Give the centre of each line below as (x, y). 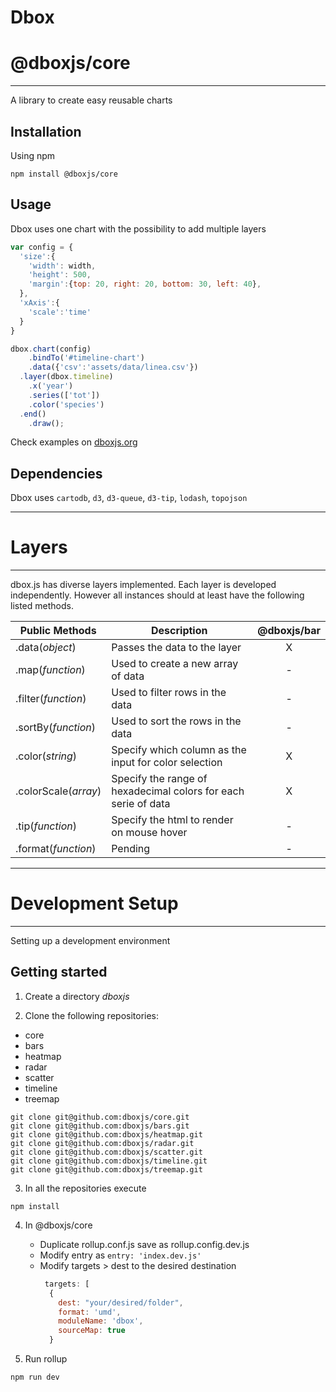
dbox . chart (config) (51, 349)
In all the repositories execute (85, 1188)
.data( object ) (46, 648)
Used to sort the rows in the (176, 721)
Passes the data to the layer (176, 648)
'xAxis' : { (39, 303)
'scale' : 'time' (60, 312)
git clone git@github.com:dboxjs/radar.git (102, 1143)
